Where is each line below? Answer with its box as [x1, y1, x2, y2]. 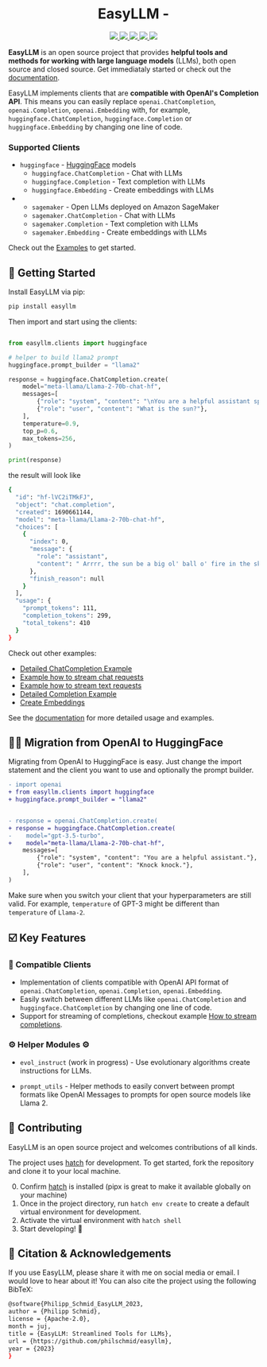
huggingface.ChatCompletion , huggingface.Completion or [8, 113, 192, 123]
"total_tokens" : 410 [22, 619, 91, 627]
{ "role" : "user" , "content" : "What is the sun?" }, [37, 405, 208, 414]
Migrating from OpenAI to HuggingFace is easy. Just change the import [8, 757, 242, 767]
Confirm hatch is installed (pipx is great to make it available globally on [19, 1182, 251, 1191]
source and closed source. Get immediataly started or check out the [8, 64, 232, 74]
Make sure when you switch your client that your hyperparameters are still [8, 890, 252, 899]
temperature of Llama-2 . [8, 907, 86, 917]
